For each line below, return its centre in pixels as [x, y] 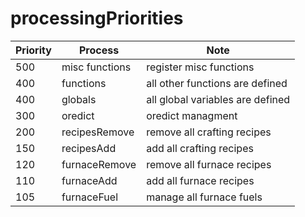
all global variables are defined [218, 99]
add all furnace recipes [200, 180]
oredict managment [192, 115]
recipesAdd [89, 148]
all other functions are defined [217, 83]
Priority [33, 50]
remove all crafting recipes [209, 132]
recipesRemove [98, 132]
